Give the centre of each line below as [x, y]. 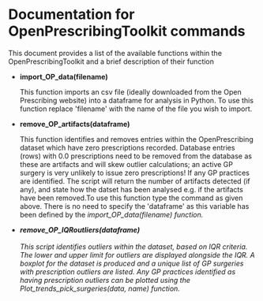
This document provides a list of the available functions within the [115, 53]
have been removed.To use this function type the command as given [131, 198]
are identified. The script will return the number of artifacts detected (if [135, 181]
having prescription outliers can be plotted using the [105, 280]
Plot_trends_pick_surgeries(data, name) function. [100, 288]
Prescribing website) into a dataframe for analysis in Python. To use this [137, 100]
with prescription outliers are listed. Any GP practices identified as [128, 271]
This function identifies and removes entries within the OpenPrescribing [137, 139]
